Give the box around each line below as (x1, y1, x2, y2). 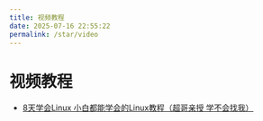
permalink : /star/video (9, 30, 99, 39)
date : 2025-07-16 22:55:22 (9, 22, 111, 30)
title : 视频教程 (9, 13, 65, 22)
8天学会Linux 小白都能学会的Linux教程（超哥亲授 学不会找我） (22, 102, 254, 113)
